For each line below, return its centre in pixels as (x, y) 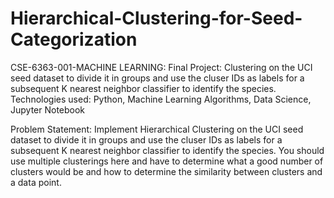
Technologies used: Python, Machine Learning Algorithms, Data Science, (161, 99)
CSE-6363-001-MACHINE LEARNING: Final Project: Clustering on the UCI (161, 67)
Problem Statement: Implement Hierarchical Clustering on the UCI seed (157, 129)
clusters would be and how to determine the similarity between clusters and (166, 171)
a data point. (36, 182)
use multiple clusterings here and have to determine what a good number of (167, 161)
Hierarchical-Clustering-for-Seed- (156, 18)
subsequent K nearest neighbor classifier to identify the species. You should (167, 150)
